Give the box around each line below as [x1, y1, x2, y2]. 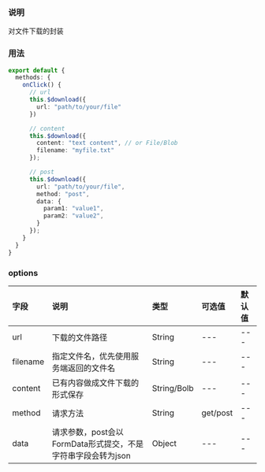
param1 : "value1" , [43, 205, 104, 213]
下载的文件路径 [51, 332, 108, 343]
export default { [8, 66, 65, 74]
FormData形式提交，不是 [51, 438, 144, 449]
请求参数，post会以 [51, 426, 124, 437]
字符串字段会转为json [51, 450, 132, 461]
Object [151, 437, 177, 448]
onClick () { [22, 81, 62, 89]
